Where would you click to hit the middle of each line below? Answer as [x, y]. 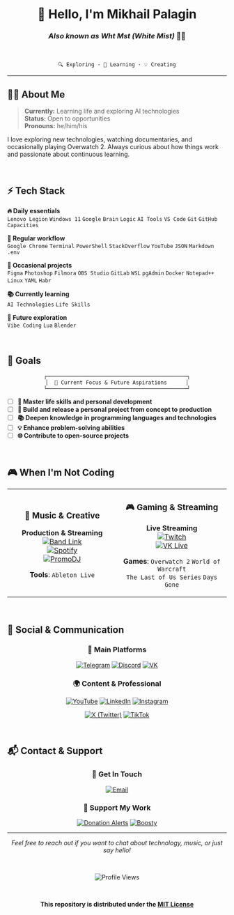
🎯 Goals [24, 361]
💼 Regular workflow [36, 238]
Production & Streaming [62, 533]
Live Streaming [172, 528]
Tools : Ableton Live [62, 575]
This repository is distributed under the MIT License [117, 904]
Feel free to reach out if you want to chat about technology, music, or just [117, 843]
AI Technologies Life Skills [49, 305]
